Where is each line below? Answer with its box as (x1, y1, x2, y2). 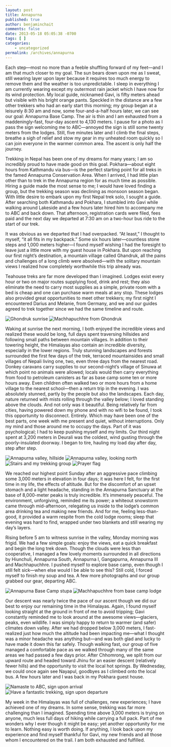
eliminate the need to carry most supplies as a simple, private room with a (5, 284, 161, 290)
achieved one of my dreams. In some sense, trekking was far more (5, 704, 145, 710)
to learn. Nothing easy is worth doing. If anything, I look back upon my (5, 726, 153, 732)
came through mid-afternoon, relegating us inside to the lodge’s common (5, 503, 159, 509)
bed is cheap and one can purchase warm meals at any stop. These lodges (5, 289, 163, 295)
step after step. (5, 445, 37, 451)
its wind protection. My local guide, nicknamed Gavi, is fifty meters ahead (5, 91, 160, 98)
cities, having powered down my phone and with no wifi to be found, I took (5, 407, 162, 413)
